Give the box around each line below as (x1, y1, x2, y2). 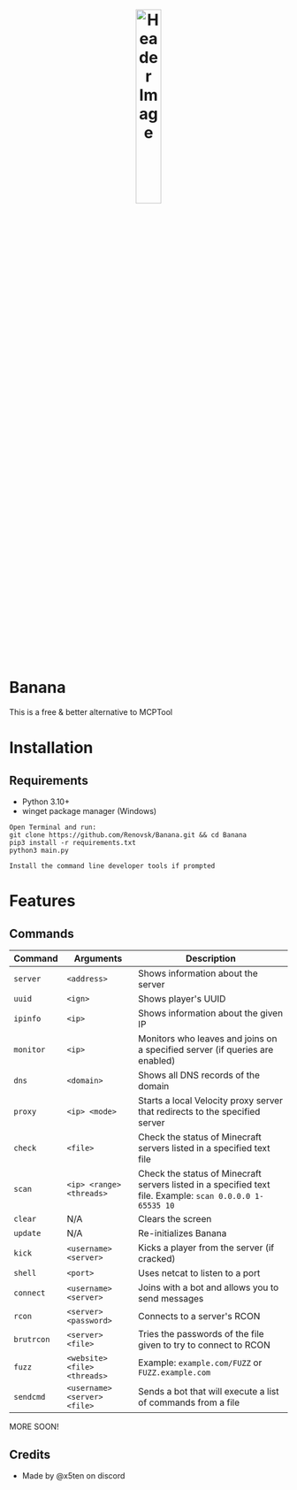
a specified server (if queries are (138, 1044, 274, 1056)
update (13, 1228, 42, 1239)
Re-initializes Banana (138, 1227, 227, 1240)
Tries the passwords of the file (138, 1328, 264, 1340)
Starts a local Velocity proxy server (138, 1094, 283, 1107)
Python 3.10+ (21, 796, 71, 807)
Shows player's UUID (138, 993, 226, 1005)
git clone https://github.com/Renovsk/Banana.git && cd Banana (9, 831, 247, 840)
